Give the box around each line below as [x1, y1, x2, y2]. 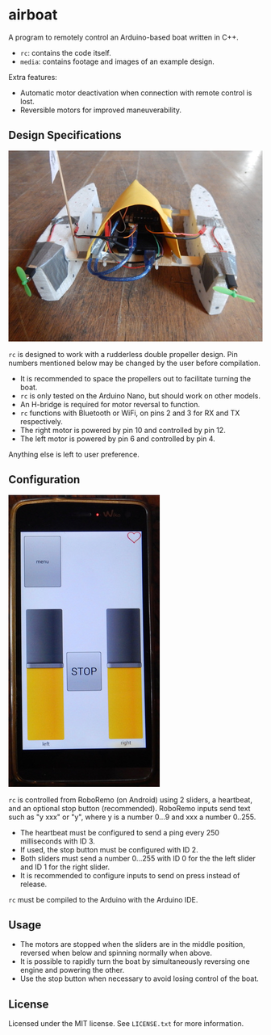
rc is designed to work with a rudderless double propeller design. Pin [8, 349, 238, 359]
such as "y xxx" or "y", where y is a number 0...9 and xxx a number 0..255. [8, 812, 256, 822]
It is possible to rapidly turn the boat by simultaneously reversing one [19, 957, 250, 966]
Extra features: [8, 72, 58, 82]
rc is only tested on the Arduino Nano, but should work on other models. [19, 390, 261, 401]
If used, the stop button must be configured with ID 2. [19, 844, 199, 854]
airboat [8, 6, 58, 24]
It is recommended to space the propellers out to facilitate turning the [19, 373, 252, 383]
